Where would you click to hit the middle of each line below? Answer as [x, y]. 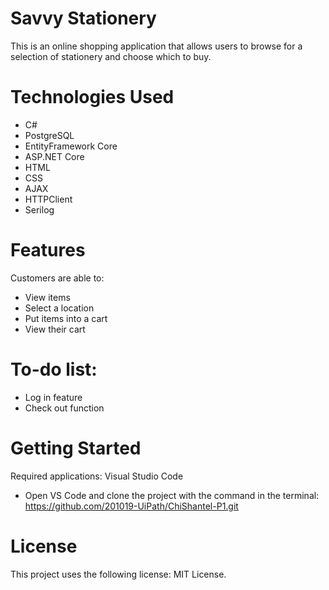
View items [47, 297]
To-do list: [54, 369]
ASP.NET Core [54, 156]
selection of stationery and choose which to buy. [111, 56]
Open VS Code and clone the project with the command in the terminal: [172, 495]
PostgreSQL [49, 135]
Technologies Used [92, 97]
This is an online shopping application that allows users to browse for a [156, 46]
